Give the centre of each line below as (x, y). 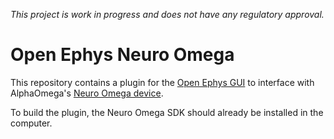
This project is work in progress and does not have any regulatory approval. (167, 14)
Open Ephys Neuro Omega (122, 55)
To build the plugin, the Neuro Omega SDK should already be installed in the (167, 112)
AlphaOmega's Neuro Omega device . (87, 93)
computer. (31, 123)
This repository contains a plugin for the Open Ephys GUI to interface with (162, 82)
